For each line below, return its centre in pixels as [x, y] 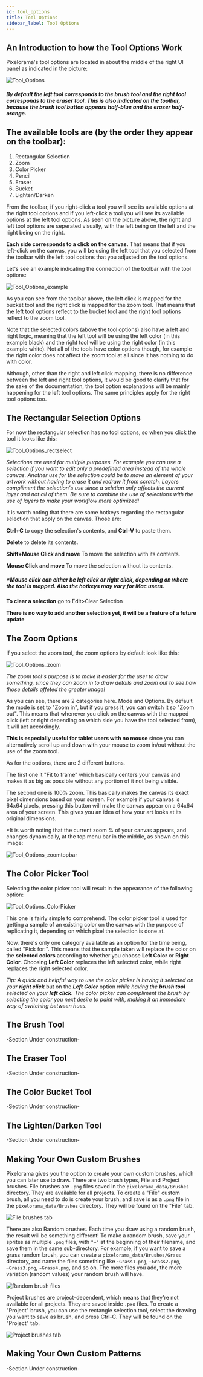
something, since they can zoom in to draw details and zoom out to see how [101, 683]
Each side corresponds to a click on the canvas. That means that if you [96, 244]
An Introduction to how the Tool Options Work [94, 47]
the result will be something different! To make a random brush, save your [98, 1236]
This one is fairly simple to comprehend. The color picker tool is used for [97, 918]
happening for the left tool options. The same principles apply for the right [98, 392]
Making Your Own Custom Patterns [74, 1354]
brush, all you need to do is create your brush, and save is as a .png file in [98, 1199]
